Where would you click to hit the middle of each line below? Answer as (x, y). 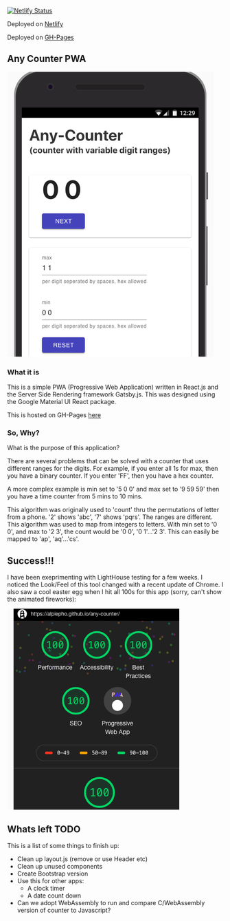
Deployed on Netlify (35, 24)
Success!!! (31, 561)
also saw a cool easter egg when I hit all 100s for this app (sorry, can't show (114, 592)
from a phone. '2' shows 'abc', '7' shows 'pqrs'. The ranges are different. (110, 517)
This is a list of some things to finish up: (63, 846)
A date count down (54, 896)
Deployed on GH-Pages (41, 37)
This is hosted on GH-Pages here (54, 415)
